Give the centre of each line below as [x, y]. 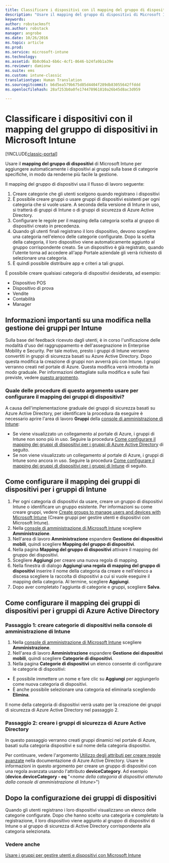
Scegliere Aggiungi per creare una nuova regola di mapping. [75, 560]
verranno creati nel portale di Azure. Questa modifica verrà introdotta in [79, 367]
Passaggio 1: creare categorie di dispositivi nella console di [79, 625]
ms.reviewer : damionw [28, 66]
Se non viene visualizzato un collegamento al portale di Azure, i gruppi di [88, 455]
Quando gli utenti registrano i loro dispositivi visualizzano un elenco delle [81, 810]
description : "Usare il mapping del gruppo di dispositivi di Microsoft [83, 15]
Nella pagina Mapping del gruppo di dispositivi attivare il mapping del [85, 550]
